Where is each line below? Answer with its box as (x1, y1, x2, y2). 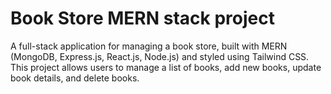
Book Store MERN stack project (10, 7, 275, 30)
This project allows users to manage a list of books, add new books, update (10, 61, 322, 73)
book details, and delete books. (10, 72, 140, 84)
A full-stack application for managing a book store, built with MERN (10, 40, 288, 52)
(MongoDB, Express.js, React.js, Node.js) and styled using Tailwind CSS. (10, 50, 310, 62)
